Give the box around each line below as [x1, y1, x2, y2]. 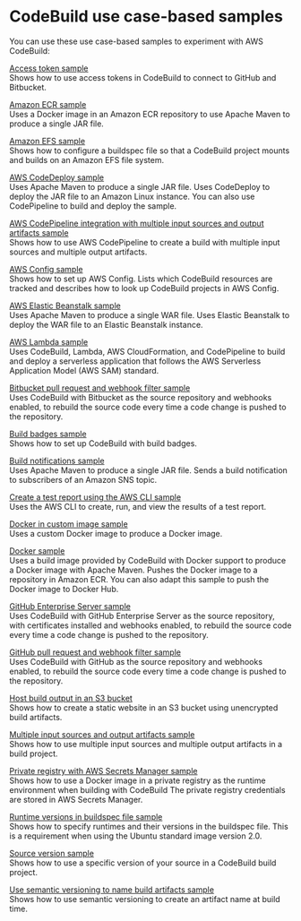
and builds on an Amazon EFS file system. [9, 154, 164, 165]
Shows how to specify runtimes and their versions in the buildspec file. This [9, 821, 288, 831]
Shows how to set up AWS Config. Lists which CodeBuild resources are [9, 273, 273, 284]
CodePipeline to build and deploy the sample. [9, 200, 177, 211]
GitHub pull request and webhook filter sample [9, 647, 182, 658]
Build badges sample [9, 428, 87, 439]
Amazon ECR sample [9, 99, 87, 109]
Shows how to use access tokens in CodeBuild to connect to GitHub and [9, 72, 277, 82]
